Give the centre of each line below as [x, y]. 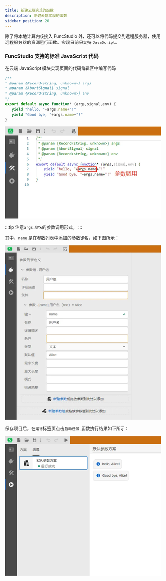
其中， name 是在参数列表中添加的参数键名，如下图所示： [62, 238]
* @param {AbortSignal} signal [37, 88]
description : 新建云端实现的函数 [36, 16]
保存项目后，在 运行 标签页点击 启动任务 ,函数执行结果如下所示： [67, 428]
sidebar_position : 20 [27, 21]
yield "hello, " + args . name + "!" [44, 109]
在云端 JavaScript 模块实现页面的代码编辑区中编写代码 [61, 68]
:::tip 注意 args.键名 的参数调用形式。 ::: [44, 227]
